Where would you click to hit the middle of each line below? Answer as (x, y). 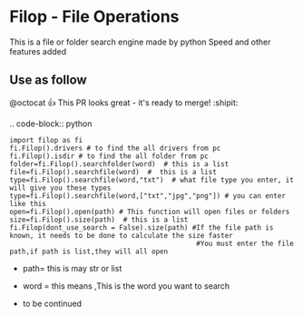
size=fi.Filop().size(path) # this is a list (99, 220)
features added (38, 51)
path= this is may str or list (72, 268)
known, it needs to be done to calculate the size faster (121, 235)
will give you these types (60, 188)
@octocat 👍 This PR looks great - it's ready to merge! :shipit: (124, 103)
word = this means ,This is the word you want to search (126, 286)
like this (28, 203)
